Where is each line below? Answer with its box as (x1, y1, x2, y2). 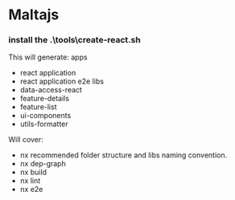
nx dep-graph (19, 159, 66, 169)
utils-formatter (19, 119, 68, 129)
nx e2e (19, 185, 43, 194)
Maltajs (8, 6, 60, 24)
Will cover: (8, 135, 44, 145)
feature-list (19, 102, 57, 112)
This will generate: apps (8, 52, 88, 62)
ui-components (19, 111, 72, 120)
